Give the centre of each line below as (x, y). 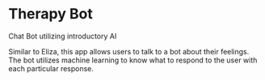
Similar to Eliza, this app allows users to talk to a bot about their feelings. (129, 51)
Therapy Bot (50, 14)
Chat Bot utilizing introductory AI (63, 36)
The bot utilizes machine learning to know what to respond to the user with (133, 60)
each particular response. (51, 68)
